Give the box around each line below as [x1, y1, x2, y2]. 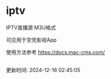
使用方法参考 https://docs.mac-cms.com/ [6, 48, 105, 56]
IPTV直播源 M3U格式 [6, 24, 56, 31]
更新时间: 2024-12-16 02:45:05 [6, 67, 81, 74]
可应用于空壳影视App [6, 36, 57, 43]
